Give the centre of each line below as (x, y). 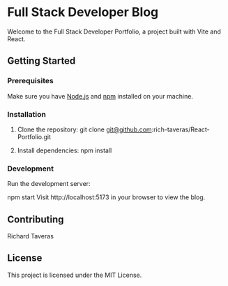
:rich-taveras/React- (181, 129)
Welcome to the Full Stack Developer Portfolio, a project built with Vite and (114, 31)
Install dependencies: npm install (64, 150)
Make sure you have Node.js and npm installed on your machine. (100, 96)
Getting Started (41, 61)
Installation (27, 114)
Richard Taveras (31, 236)
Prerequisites (30, 81)
